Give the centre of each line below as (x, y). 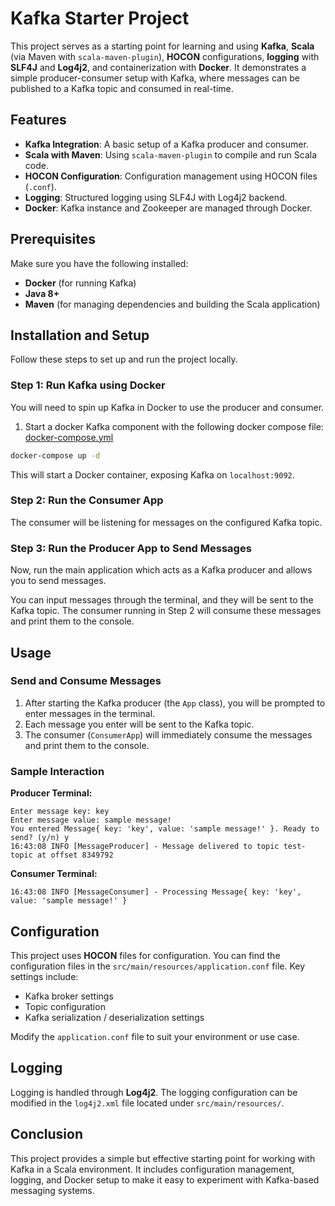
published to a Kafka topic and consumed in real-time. (122, 88)
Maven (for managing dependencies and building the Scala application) (172, 304)
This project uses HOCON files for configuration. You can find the (145, 955)
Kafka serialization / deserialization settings (114, 1017)
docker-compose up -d (55, 455)
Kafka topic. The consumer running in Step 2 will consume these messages (166, 611)
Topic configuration (65, 1006)
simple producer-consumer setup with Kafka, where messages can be (155, 78)
